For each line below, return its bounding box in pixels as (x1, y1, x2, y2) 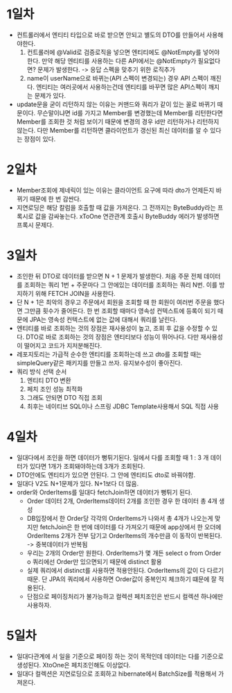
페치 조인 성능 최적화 (26, 385, 83, 393)
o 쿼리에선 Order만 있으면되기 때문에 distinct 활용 (26, 557, 162, 566)
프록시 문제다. (16, 220, 55, 229)
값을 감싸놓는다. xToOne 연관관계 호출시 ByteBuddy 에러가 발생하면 (35, 212, 220, 220)
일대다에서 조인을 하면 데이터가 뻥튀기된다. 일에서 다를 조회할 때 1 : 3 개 (16, 453, 209, 462)
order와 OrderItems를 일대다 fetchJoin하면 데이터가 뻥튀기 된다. (16, 487, 193, 496)
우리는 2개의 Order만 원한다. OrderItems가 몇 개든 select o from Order (26, 549, 222, 557)
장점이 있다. (24, 135, 56, 143)
